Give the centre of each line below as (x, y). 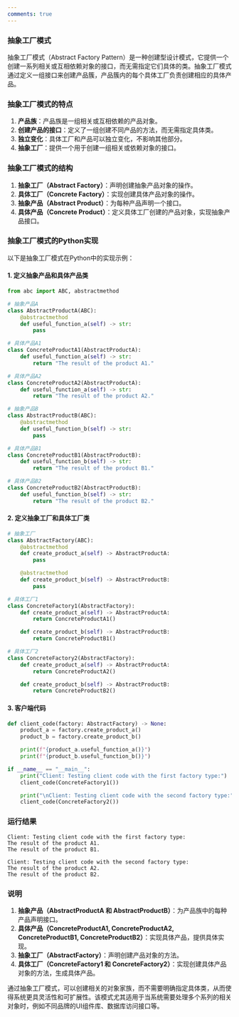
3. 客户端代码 (27, 708)
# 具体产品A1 (25, 343)
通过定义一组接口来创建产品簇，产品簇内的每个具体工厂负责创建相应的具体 (116, 75)
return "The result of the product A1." (94, 363)
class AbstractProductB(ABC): (52, 416)
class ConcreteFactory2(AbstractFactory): (71, 658)
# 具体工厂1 (23, 599)
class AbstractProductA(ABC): (52, 310)
